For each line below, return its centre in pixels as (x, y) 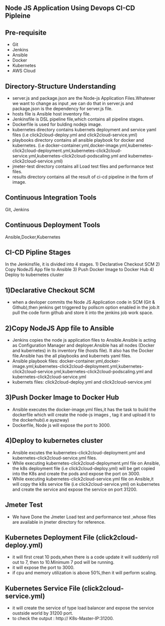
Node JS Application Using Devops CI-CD (70, 8)
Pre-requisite (26, 32)
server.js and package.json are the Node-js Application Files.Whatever (84, 98)
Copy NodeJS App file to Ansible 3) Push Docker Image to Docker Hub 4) (80, 270)
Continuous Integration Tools (51, 198)
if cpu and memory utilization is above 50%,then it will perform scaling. (84, 573)
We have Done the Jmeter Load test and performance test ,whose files (84, 517)
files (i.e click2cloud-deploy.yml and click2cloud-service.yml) (75, 135)
